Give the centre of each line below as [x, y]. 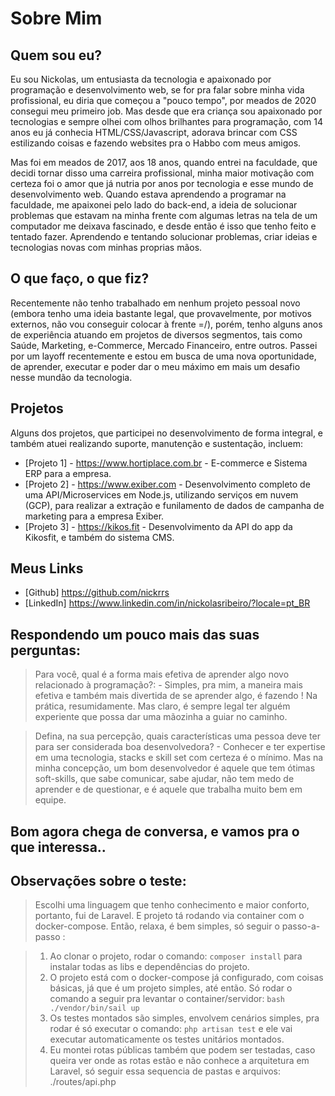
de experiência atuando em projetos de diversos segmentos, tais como [156, 334]
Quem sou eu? [56, 55]
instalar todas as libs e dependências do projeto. [149, 967]
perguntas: [45, 650]
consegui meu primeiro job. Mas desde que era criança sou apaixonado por [166, 111]
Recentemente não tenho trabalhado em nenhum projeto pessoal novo [155, 303]
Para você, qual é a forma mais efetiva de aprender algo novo [162, 674]
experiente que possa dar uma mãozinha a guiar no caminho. [161, 717]
